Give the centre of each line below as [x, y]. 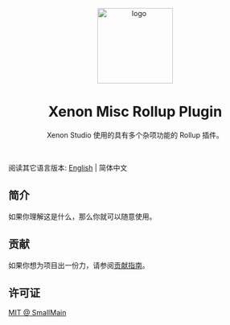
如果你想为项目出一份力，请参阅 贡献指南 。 [79, 265]
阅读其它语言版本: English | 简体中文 [68, 167]
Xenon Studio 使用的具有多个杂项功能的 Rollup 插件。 [135, 135]
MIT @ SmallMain [37, 313]
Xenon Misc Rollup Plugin [135, 112]
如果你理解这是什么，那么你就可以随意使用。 [82, 216]
